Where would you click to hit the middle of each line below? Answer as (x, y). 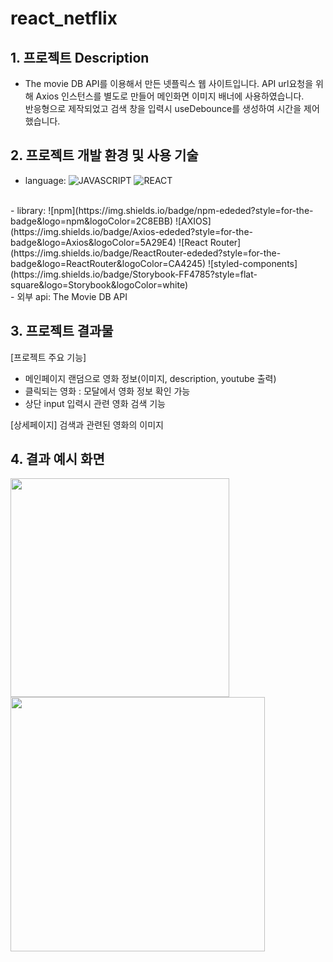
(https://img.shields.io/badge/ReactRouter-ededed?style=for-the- (146, 253)
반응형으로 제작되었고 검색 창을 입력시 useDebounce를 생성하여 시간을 (163, 108)
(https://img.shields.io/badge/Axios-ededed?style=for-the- (131, 231)
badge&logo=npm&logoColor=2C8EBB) (92, 221)
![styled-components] (252, 263)
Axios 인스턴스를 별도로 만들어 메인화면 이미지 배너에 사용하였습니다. (170, 96)
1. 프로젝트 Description (80, 57)
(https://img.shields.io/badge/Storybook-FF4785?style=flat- (134, 274)
